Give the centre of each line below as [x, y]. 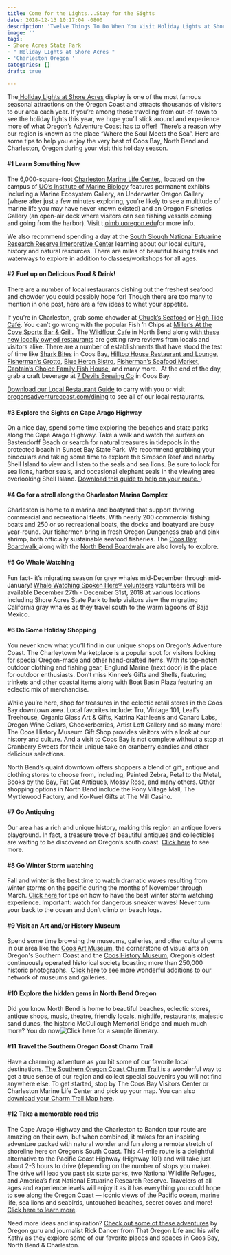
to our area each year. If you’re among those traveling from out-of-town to [112, 112]
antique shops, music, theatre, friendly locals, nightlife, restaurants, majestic [115, 1016]
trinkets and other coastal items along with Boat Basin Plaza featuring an [110, 682]
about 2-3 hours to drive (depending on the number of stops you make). [109, 1165]
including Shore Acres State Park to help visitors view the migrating [102, 599]
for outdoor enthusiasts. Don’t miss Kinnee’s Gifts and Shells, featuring [107, 674]
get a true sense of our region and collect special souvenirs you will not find [114, 1076]
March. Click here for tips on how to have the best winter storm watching [110, 895]
